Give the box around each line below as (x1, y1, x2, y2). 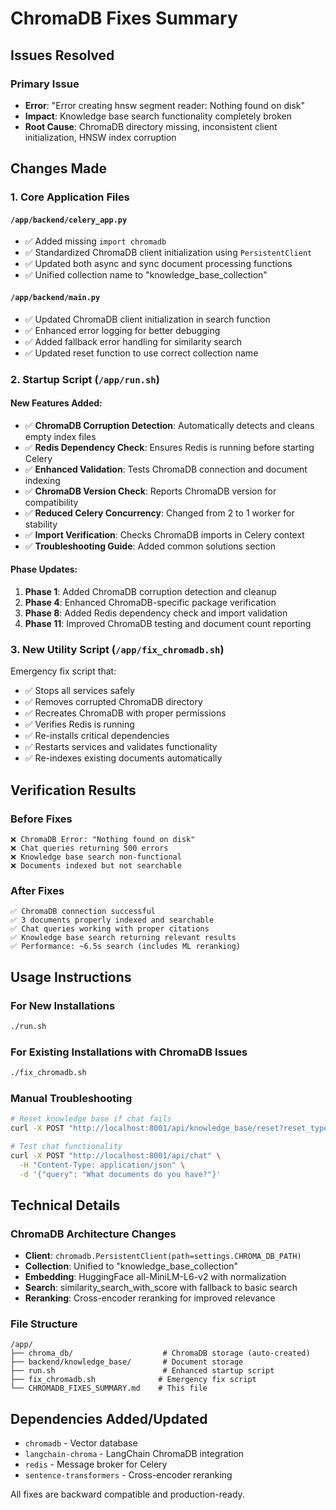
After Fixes (10, 883, 65, 897)
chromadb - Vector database (24, 1437, 138, 1449)
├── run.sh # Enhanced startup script (10, 1366, 275, 1376)
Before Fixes (10, 812, 73, 826)
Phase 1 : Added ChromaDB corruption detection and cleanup (24, 585, 277, 597)
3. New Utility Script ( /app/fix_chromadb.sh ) (10, 642, 225, 656)
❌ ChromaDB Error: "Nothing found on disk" (10, 834, 196, 844)
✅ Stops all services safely (24, 685, 136, 697)
